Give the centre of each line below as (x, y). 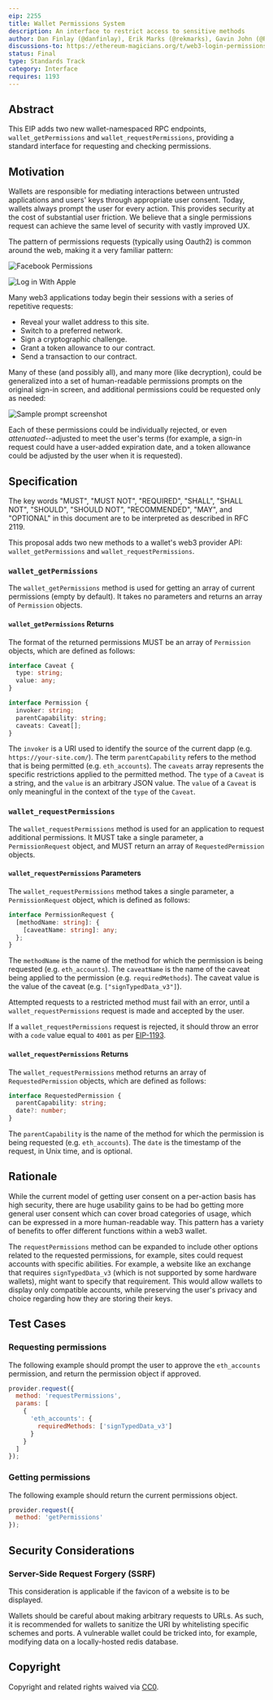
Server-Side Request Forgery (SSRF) (82, 1573)
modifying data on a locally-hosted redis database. (93, 1641)
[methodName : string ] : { (58, 922)
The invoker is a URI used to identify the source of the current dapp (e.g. (130, 748)
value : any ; (36, 681)
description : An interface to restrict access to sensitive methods (127, 31)
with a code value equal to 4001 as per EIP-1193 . (87, 1035)
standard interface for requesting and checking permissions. (110, 146)
